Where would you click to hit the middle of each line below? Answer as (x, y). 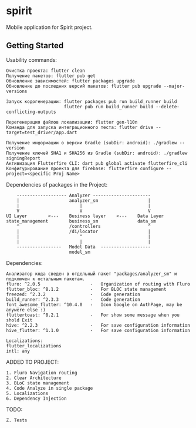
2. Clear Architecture (34, 378)
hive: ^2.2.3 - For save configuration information (98, 325)
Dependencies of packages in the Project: (57, 184)
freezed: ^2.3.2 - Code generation (73, 294)
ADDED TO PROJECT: (33, 362)
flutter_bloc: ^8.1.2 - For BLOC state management (86, 289)
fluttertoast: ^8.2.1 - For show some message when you (93, 315)
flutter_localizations (34, 346)
